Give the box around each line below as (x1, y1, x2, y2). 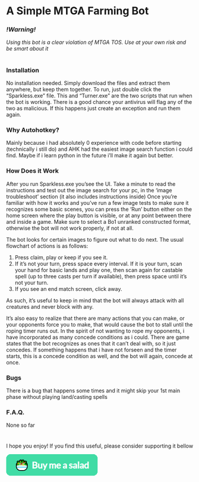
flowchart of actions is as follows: (6, 242, 89, 249)
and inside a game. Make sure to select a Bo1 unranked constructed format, (6, 218, 191, 225)
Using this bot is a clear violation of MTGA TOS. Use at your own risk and (6, 39, 187, 46)
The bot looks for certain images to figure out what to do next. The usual (6, 236, 184, 243)
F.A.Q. (6, 408, 25, 416)
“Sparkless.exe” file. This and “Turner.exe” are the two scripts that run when (6, 92, 192, 99)
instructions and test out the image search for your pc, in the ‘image (6, 186, 172, 194)
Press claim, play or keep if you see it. (14, 253, 108, 261)
